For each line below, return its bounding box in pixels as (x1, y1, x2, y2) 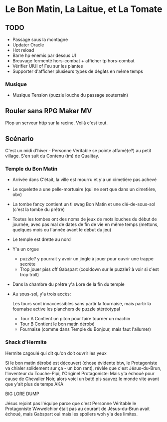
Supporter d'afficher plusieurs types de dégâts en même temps (12, 68, 143, 74)
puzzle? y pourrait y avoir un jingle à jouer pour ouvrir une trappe (19, 256, 154, 262)
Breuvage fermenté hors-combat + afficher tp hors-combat (12, 58, 135, 63)
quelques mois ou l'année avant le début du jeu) (12, 227, 112, 233)
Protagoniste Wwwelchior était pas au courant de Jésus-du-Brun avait (5, 406, 150, 412)
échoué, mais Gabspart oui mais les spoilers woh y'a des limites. (5, 411, 138, 417)
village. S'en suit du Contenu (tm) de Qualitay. (5, 153, 100, 159)
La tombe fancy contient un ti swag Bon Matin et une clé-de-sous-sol (12, 201, 156, 208)
